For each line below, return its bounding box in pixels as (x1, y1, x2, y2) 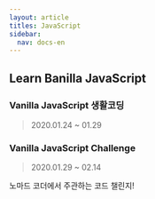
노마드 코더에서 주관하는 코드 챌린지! (9, 180, 135, 191)
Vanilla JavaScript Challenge (9, 141, 136, 154)
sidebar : (9, 29, 42, 38)
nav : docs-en (17, 37, 66, 47)
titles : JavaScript (9, 21, 81, 30)
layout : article (9, 12, 69, 22)
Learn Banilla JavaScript (9, 70, 146, 85)
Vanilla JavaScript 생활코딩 (9, 99, 125, 111)
